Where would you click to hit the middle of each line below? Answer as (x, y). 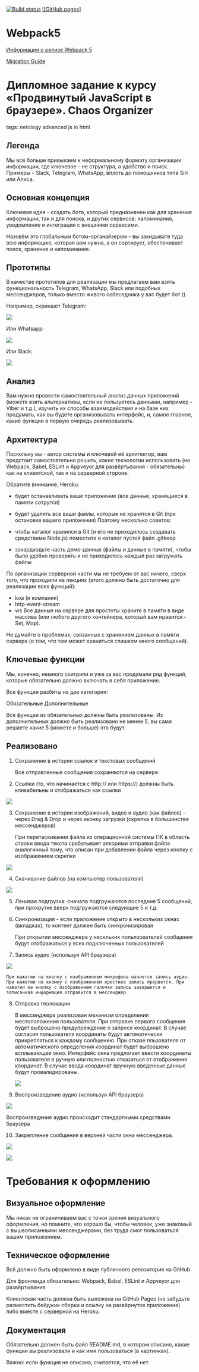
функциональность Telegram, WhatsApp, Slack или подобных (83, 288)
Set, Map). (27, 623)
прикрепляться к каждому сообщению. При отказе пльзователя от (100, 1040)
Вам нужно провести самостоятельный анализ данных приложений (93, 396)
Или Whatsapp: (25, 329)
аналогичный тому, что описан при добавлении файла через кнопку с (104, 849)
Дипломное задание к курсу (81, 85)
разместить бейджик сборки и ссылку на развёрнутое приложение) (93, 1305)
